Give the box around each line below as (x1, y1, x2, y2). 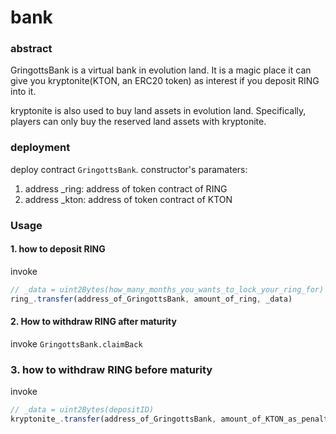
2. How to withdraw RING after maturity (10, 316, 177, 328)
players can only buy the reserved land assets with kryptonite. (10, 116, 267, 128)
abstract (10, 42, 53, 56)
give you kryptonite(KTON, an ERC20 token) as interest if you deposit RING (10, 75, 320, 87)
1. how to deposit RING (10, 243, 106, 255)
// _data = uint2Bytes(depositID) (10, 405, 155, 415)
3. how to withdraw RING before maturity (10, 362, 213, 376)
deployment (10, 141, 71, 155)
